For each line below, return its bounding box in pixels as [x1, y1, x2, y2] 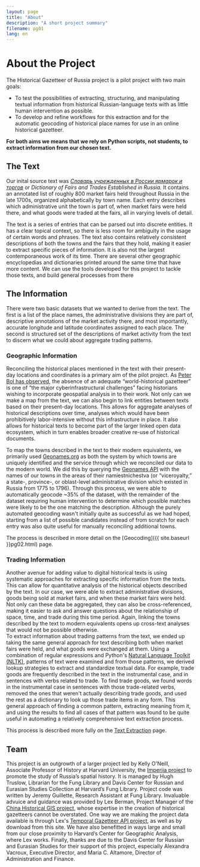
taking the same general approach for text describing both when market [6, 639, 183, 646]
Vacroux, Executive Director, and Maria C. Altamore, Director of [6, 849, 162, 856]
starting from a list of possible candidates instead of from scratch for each [6, 516, 189, 523]
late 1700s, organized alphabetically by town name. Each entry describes [6, 196, 186, 203]
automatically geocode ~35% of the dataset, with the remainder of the [6, 491, 180, 498]
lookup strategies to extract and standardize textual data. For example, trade [6, 664, 195, 671]
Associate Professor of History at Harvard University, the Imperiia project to [6, 767, 192, 774]
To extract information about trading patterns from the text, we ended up [6, 633, 185, 640]
